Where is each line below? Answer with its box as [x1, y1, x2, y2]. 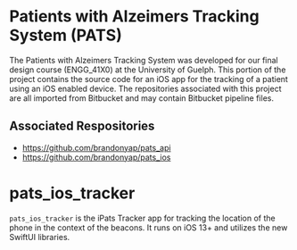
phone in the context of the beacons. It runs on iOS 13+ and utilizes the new [9, 221, 288, 233]
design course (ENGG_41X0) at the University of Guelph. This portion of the [9, 64, 286, 75]
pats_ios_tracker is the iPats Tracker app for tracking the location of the [9, 212, 276, 223]
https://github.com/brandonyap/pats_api [21, 142, 171, 153]
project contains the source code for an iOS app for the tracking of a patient [9, 73, 288, 84]
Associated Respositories [9, 119, 155, 134]
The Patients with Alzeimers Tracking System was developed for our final [9, 54, 278, 65]
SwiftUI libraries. [9, 231, 70, 242]
